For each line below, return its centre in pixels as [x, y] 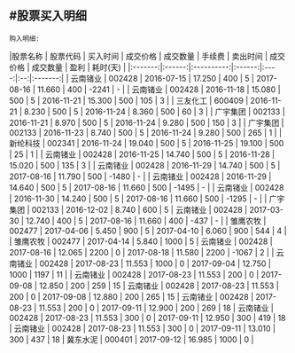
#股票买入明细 [48, 16]
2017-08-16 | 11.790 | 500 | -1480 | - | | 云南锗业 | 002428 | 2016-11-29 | [140, 176]
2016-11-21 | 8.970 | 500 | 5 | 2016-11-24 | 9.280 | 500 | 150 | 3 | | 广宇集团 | [147, 122]
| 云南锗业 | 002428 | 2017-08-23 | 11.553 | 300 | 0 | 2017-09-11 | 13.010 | [143, 328]
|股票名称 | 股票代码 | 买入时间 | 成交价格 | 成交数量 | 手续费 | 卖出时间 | [139, 56]
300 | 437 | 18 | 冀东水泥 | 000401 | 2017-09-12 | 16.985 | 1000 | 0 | [132, 339]
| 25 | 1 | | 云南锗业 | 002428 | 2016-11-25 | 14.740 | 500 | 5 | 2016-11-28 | [142, 154]
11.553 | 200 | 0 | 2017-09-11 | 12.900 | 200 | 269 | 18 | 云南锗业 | [156, 308]
